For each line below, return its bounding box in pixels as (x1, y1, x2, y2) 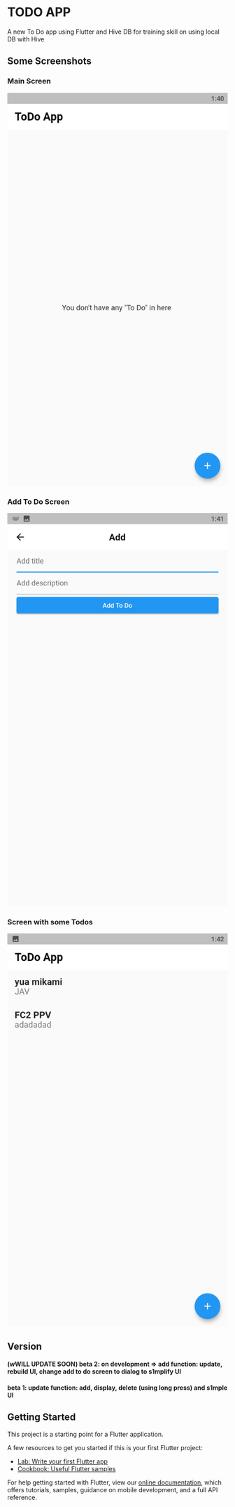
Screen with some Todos (7, 917, 93, 927)
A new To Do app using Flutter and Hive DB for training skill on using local (7, 27, 220, 36)
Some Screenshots (7, 55, 92, 67)
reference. (7, 1493, 37, 1501)
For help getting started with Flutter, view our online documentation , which (7, 1478, 222, 1487)
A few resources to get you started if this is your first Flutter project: (7, 1443, 203, 1452)
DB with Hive (7, 34, 45, 43)
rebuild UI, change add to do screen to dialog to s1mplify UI (7, 1367, 182, 1376)
